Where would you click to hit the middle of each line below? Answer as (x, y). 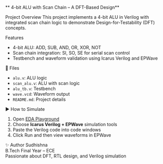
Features (14, 38)
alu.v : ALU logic (30, 78)
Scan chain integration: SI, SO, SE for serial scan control (71, 53)
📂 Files (12, 68)
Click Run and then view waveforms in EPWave (62, 135)
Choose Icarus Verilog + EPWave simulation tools (65, 124)
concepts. (16, 28)
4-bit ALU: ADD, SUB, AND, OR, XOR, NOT (57, 47)
